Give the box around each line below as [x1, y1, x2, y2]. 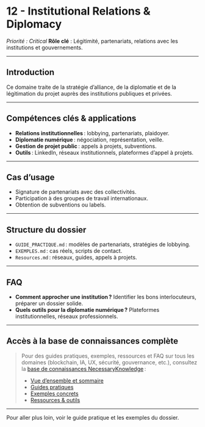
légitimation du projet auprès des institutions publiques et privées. [6, 90, 173, 97]
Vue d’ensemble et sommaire [30, 376, 104, 384]
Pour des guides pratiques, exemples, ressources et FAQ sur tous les [21, 352, 195, 359]
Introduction [6, 67, 55, 77]
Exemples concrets [30, 390, 79, 397]
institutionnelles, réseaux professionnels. [15, 312, 118, 320]
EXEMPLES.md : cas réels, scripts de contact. [15, 247, 123, 255]
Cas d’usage [6, 172, 55, 182]
